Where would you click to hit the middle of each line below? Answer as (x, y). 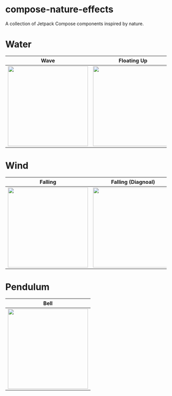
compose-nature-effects (59, 9)
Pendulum (27, 287)
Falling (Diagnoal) (133, 182)
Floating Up (133, 60)
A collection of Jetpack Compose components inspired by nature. (75, 24)
